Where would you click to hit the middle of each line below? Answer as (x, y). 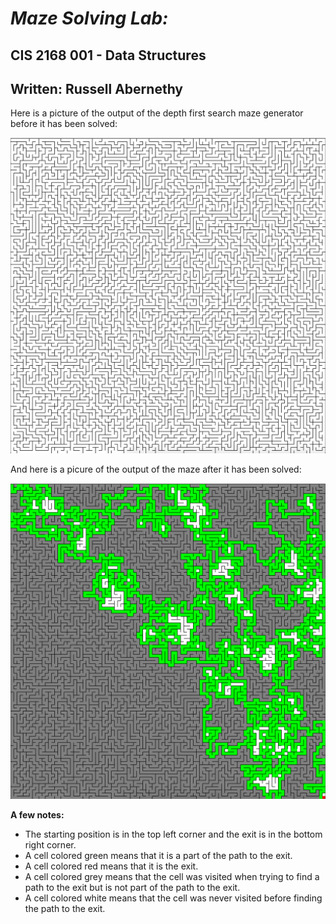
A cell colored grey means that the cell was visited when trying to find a (172, 877)
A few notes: (37, 815)
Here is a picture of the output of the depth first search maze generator (157, 113)
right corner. (50, 845)
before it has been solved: (64, 124)
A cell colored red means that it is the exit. (111, 866)
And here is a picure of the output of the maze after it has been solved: (156, 469)
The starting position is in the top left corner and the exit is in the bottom (173, 834)
